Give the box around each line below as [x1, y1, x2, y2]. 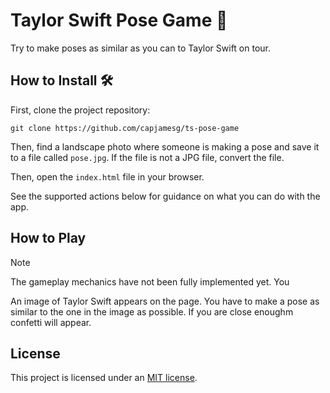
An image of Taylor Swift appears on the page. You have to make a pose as [10, 295, 320, 307]
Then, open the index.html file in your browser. [10, 170, 205, 183]
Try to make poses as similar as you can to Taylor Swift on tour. [10, 42, 272, 54]
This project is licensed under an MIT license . [10, 372, 198, 384]
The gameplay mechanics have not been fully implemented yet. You [10, 275, 290, 288]
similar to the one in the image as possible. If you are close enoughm [10, 305, 294, 318]
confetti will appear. [10, 316, 92, 328]
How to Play [10, 230, 87, 247]
